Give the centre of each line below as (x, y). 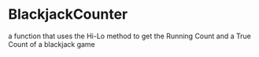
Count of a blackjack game (52, 44)
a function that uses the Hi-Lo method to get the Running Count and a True (130, 36)
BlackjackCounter (68, 14)
